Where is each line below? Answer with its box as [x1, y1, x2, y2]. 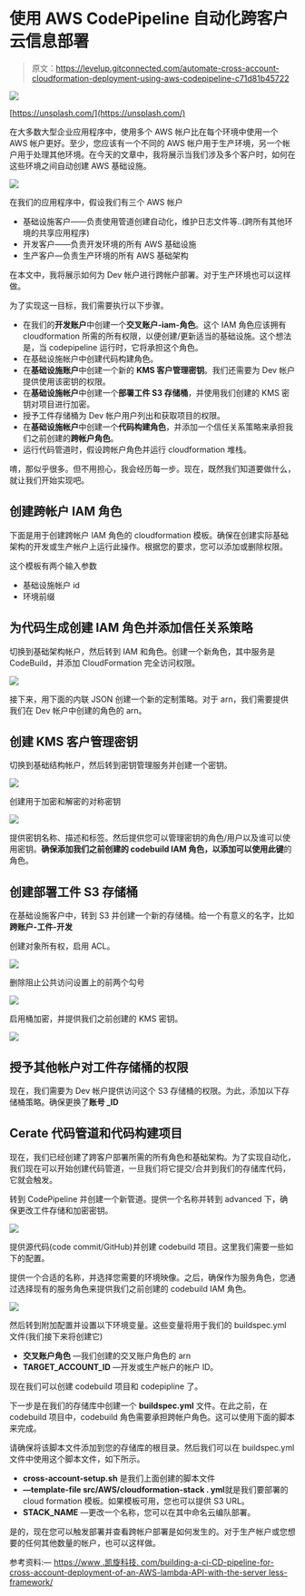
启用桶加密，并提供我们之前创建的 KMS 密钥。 [9, 1013, 183, 1024]
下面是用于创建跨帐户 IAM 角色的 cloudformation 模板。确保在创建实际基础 [9, 529, 289, 540]
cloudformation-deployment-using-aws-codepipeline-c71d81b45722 [31, 73, 290, 84]
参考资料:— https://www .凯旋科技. [9, 1556, 139, 1567]
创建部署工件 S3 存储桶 [9, 884, 139, 900]
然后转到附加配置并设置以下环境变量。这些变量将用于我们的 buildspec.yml [9, 1319, 287, 1330]
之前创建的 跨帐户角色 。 [30, 432, 119, 443]
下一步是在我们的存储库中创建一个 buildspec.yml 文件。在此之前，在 [9, 1400, 268, 1411]
